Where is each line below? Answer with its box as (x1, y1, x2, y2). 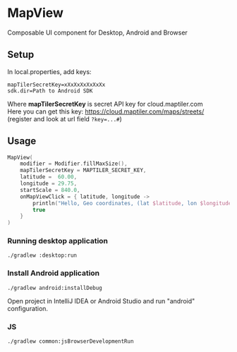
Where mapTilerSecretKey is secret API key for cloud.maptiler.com (7, 99, 203, 108)
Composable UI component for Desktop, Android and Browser (7, 28, 188, 37)
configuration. (7, 304, 48, 312)
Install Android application (7, 268, 100, 278)
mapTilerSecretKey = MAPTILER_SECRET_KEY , (20, 167, 147, 174)
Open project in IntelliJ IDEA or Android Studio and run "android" (7, 296, 195, 305)
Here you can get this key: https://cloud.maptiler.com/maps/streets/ (7, 107, 205, 116)
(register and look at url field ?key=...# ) (7, 114, 122, 123)
